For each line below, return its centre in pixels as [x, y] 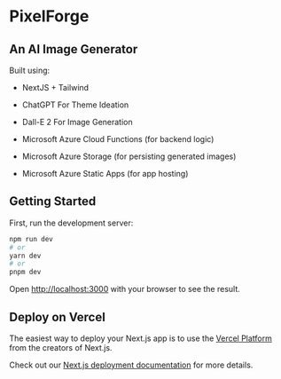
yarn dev [25, 256]
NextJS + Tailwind [55, 87]
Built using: [30, 70]
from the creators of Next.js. [61, 347]
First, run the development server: [71, 223]
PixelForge [49, 16]
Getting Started [53, 201]
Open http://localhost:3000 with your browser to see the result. [125, 289]
